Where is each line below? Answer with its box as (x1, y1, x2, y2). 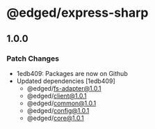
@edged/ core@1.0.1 (26, 114, 84, 122)
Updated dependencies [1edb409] (16, 77, 115, 85)
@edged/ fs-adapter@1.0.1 (26, 84, 101, 92)
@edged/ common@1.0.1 (26, 99, 97, 107)
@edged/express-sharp (6, 5, 149, 21)
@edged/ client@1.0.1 (26, 91, 87, 100)
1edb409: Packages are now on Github (16, 69, 128, 77)
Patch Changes (6, 54, 60, 63)
